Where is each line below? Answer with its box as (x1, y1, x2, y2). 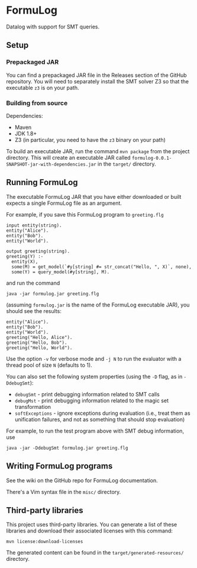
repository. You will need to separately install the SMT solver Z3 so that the (6, 78, 189, 85)
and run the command (6, 279, 60, 286)
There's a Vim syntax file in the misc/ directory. (6, 488, 121, 495)
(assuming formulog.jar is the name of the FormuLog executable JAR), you (6, 301, 190, 308)
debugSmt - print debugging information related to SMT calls (14, 390, 160, 398)
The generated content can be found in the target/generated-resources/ (6, 549, 184, 556)
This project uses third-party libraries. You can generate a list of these (6, 521, 177, 528)
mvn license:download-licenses (6, 539, 83, 545)
